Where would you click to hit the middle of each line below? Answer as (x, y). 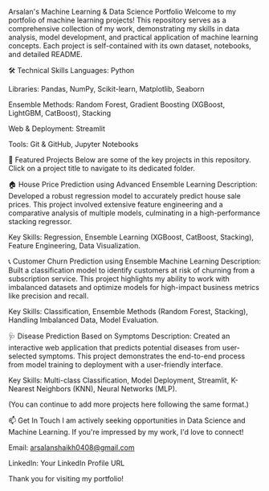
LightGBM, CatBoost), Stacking (60, 113)
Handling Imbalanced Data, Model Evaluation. (84, 320)
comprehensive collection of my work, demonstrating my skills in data (124, 29)
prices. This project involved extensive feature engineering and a (116, 205)
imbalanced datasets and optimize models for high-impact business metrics (134, 287)
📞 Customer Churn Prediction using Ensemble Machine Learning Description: (135, 261)
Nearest (21, 389)
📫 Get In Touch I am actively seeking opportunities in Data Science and (127, 420)
